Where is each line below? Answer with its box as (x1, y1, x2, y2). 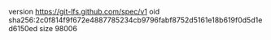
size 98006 (39, 24, 77, 33)
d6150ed (8, 24, 38, 33)
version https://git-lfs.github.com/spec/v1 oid (8, 7, 160, 16)
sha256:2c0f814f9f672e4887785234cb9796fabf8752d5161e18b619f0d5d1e (8, 15, 263, 25)
